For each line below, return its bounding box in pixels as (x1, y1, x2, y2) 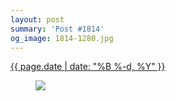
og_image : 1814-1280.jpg (10, 33, 114, 43)
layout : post (10, 14, 65, 25)
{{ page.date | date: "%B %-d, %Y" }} (10, 61, 166, 73)
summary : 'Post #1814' (10, 24, 105, 34)
